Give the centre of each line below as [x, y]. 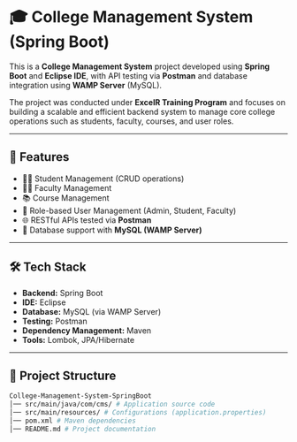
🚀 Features [39, 157]
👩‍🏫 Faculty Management [67, 187]
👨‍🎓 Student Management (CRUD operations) [103, 179]
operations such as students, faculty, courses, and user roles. [122, 121]
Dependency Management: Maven [87, 330]
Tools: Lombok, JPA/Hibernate [78, 339]
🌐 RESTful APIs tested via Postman [87, 220]
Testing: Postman [54, 321]
